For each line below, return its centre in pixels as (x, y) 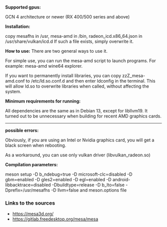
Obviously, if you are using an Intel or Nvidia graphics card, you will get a (80, 140)
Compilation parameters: (32, 165)
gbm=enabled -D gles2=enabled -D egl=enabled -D (58, 179)
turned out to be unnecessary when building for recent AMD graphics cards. (83, 116)
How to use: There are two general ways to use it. (56, 51)
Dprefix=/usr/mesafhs (28, 190)
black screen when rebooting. (36, 145)
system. (13, 91)
